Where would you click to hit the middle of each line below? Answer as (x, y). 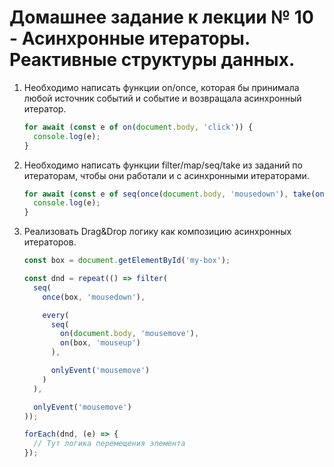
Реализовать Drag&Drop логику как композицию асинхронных (157, 232)
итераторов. (50, 242)
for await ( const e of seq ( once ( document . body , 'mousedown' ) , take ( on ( (176, 194)
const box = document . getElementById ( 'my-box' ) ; (127, 261)
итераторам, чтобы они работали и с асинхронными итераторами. (166, 175)
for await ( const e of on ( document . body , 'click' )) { (138, 127)
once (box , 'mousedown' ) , (94, 297)
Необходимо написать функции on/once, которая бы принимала (161, 87)
